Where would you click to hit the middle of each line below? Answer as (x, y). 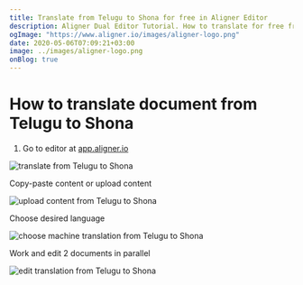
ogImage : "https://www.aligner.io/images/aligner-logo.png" (125, 34)
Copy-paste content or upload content (81, 183)
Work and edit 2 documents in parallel (80, 253)
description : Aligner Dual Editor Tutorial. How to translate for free (147, 26)
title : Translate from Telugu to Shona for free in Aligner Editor (139, 18)
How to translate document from (133, 104)
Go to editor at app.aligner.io (75, 148)
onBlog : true (34, 60)
